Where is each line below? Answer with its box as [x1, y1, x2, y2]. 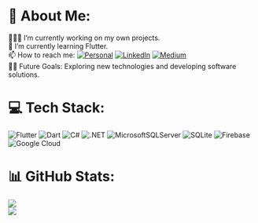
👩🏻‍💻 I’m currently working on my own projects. [8, 33, 160, 42]
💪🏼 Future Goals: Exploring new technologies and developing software [8, 61, 237, 71]
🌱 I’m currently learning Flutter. [8, 41, 109, 50]
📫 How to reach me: [8, 50, 76, 60]
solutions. [8, 70, 40, 79]
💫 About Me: [8, 7, 91, 25]
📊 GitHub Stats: [8, 168, 116, 185]
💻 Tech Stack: [8, 99, 105, 117]
